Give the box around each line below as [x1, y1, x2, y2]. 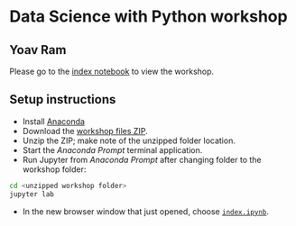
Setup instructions [9, 92, 116, 107]
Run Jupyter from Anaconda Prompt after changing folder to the [22, 154, 262, 165]
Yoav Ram [9, 42, 67, 58]
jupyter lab [9, 189, 54, 199]
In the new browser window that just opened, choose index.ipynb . [22, 205, 269, 217]
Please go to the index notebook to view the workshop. [9, 66, 215, 77]
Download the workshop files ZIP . [22, 125, 148, 136]
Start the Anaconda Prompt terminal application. [22, 144, 203, 155]
